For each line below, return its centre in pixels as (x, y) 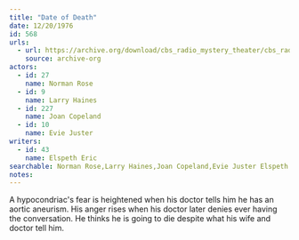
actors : (24, 68)
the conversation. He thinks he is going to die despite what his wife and (140, 219)
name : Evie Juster (59, 133)
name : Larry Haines (61, 100)
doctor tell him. (37, 228)
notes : (21, 174)
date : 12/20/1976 (41, 26)
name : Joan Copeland (63, 116)
